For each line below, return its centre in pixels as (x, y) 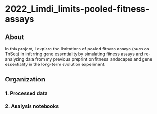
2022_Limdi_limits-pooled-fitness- (77, 9)
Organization (25, 79)
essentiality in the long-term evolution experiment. (55, 64)
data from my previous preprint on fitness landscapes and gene (89, 59)
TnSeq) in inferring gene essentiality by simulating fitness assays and (74, 54)
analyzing (15, 59)
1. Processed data (26, 93)
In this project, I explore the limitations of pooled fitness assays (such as (77, 49)
